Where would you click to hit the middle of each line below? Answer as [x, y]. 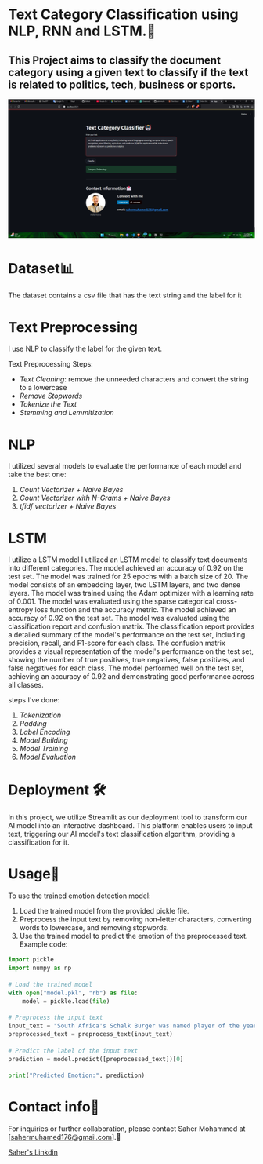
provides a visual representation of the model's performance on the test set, [131, 651]
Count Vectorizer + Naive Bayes [71, 490]
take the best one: [37, 474]
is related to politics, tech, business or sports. [122, 84]
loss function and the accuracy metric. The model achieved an [135, 610]
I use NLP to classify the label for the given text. [85, 349]
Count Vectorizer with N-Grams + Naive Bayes [95, 498]
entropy [21, 610]
